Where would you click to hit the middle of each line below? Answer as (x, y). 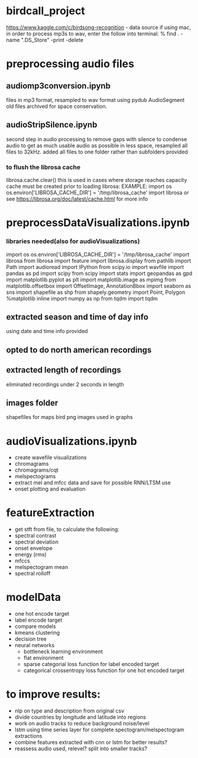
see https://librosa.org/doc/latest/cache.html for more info (77, 199)
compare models (35, 626)
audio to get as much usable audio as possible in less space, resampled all (97, 145)
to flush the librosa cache (43, 167)
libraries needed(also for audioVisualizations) (73, 241)
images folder (32, 403)
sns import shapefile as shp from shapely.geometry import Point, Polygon (96, 292)
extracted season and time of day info (77, 317)
